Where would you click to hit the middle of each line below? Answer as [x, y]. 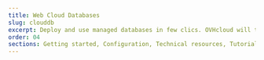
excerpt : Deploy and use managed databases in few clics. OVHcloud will [130, 30]
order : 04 [24, 37]
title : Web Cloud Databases [54, 15]
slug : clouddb [31, 23]
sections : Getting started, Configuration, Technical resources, [117, 44]
